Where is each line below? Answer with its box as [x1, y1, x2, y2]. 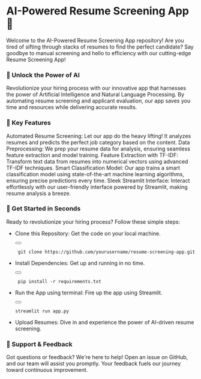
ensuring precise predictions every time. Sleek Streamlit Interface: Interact [6, 177, 190, 184]
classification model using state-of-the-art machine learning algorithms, [6, 170, 185, 178]
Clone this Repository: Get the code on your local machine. [14, 230, 161, 237]
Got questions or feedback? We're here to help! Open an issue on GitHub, [6, 354, 188, 361]
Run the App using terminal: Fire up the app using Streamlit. [14, 289, 163, 296]
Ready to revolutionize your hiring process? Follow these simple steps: [6, 218, 181, 225]
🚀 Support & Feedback [6, 340, 73, 348]
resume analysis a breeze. [6, 189, 71, 197]
